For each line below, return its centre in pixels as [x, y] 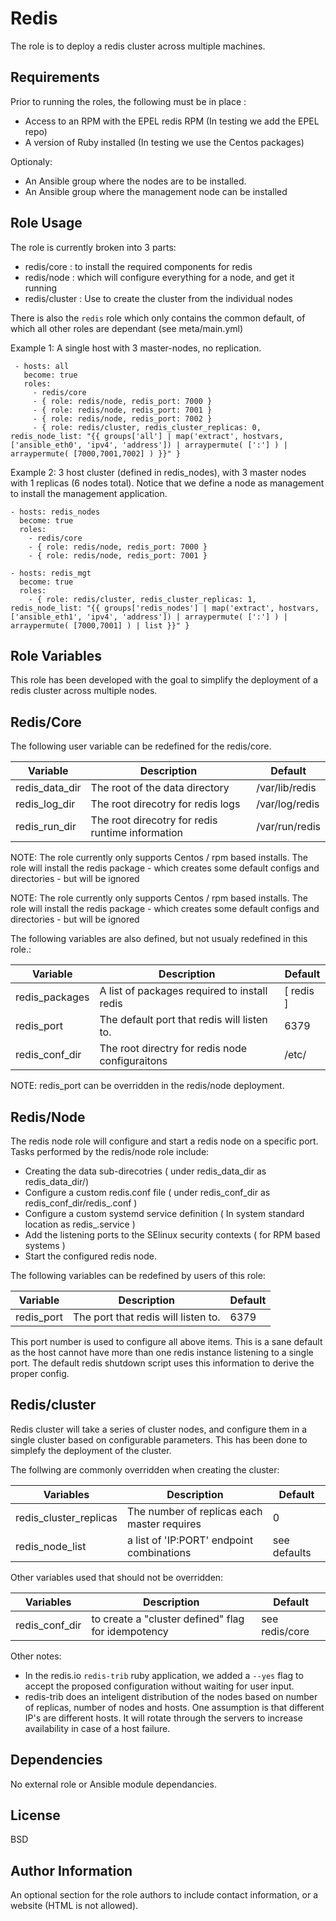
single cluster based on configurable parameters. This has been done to [159, 1439]
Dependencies [56, 1760]
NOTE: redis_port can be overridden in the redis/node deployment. [147, 1086]
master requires [164, 1524]
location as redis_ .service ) [80, 1224]
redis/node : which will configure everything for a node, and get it [159, 277]
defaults [292, 1552]
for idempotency [130, 1631]
